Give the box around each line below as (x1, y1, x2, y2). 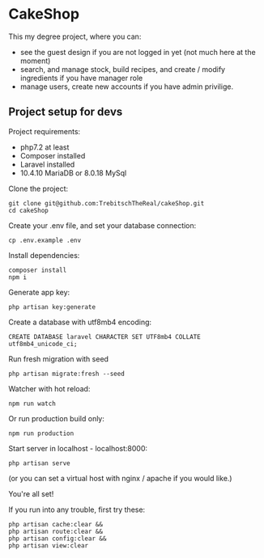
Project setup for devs (8, 105, 123, 119)
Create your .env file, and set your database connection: (8, 220, 197, 230)
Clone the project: (8, 184, 69, 193)
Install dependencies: (8, 250, 80, 260)
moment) (19, 56, 51, 66)
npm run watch (8, 399, 57, 408)
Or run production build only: (8, 413, 105, 423)
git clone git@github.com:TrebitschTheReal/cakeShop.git (8, 199, 205, 207)
